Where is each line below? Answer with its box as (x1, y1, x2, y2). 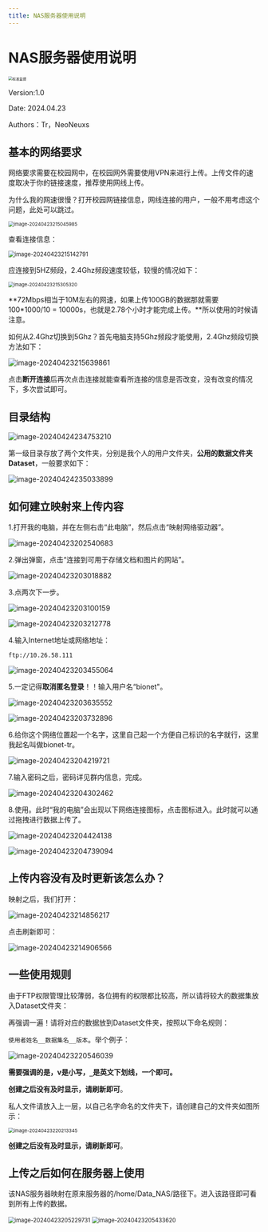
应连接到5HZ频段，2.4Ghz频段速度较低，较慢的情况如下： (8, 266, 200, 275)
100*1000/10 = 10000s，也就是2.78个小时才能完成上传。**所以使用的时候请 (8, 305, 258, 314)
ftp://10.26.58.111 (8, 651, 73, 659)
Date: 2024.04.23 (8, 103, 66, 113)
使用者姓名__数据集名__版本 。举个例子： (8, 1034, 130, 1044)
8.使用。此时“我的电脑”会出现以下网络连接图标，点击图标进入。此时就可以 (8, 805, 251, 814)
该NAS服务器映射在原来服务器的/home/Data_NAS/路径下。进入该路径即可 (8, 1189, 250, 1198)
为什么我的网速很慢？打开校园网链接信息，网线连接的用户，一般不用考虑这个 (8, 195, 260, 205)
